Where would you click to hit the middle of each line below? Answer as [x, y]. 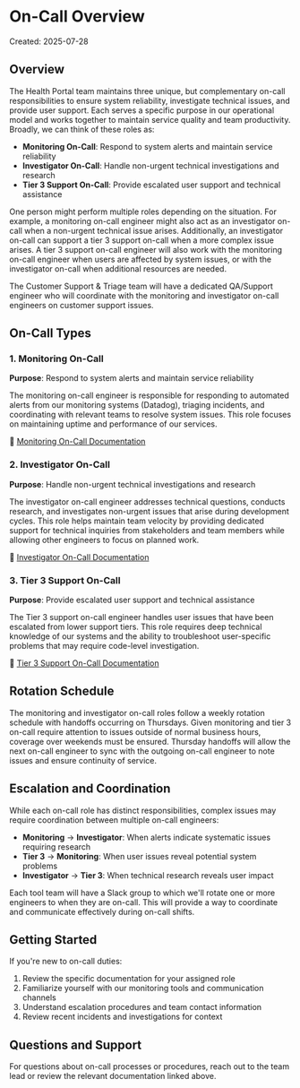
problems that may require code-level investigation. [104, 646]
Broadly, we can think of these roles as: [82, 129]
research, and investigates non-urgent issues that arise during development [149, 511]
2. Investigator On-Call [60, 465]
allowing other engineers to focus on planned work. [104, 540]
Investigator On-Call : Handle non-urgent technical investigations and [150, 165]
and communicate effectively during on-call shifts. [102, 911]
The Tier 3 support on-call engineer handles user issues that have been [141, 617]
